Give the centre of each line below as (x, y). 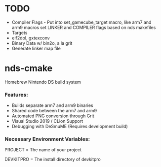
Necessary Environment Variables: (47, 139)
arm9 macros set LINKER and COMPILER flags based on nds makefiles (84, 27)
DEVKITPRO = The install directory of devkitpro (53, 159)
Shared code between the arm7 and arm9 (54, 111)
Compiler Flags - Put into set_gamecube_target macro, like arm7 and (81, 22)
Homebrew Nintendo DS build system (43, 82)
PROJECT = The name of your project (43, 150)
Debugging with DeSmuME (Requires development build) (70, 127)
